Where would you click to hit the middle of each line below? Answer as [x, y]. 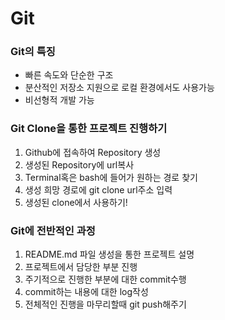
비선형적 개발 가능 [59, 100]
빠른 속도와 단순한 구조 [69, 75]
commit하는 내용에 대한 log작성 [86, 292]
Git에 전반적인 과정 [53, 230]
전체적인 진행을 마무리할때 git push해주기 [105, 304]
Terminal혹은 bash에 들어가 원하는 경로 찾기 [111, 177]
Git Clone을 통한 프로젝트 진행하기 [89, 129]
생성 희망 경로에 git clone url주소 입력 [98, 189]
